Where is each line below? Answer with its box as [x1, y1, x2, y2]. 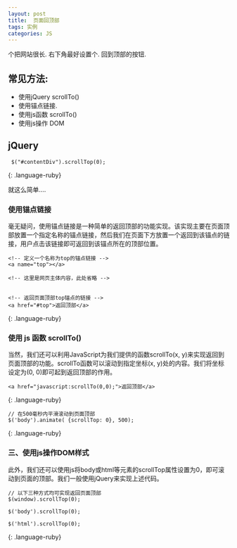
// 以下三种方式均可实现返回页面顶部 [8, 490, 101, 497]
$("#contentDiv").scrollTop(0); [11, 158, 106, 165]
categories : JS [8, 30, 53, 37]
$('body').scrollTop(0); [8, 508, 81, 515]
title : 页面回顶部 [8, 17, 60, 24]
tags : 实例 [8, 23, 38, 30]
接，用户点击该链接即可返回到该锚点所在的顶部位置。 [8, 240, 162, 248]
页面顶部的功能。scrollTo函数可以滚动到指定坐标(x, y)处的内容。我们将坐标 [8, 359, 224, 368]
